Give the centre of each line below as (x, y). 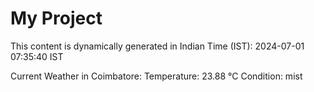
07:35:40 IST (37, 56)
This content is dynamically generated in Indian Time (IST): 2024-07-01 (157, 46)
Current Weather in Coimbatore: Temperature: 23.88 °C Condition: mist (156, 76)
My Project (56, 18)
